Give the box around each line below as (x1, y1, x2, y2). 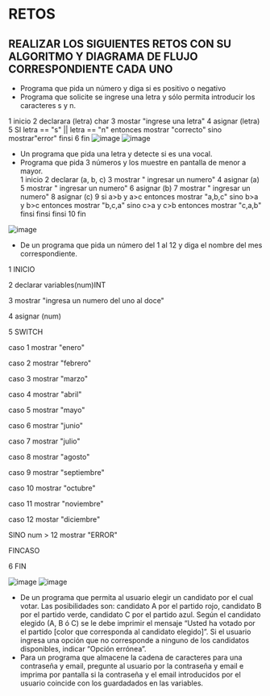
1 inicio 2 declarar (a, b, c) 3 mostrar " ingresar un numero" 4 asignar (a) (19, 175, 260, 184)
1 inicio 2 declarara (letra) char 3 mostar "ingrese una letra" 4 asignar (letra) (8, 116, 260, 126)
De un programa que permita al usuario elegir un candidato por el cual (19, 593, 254, 602)
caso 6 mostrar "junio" (8, 421, 83, 430)
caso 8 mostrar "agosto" (8, 452, 90, 461)
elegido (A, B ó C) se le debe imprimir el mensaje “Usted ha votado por (19, 619, 255, 627)
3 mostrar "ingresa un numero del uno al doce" (8, 296, 165, 305)
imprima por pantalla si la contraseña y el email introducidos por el (19, 670, 242, 679)
